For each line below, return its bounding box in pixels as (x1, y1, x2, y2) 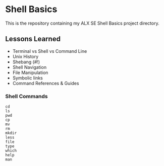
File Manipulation (12, 69, 48, 75)
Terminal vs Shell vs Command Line (12, 48, 87, 54)
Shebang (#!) (12, 59, 40, 65)
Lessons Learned (5, 35, 61, 43)
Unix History (12, 53, 39, 59)
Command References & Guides (12, 80, 79, 86)
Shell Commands (5, 93, 48, 100)
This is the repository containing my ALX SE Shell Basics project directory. (5, 20, 160, 26)
